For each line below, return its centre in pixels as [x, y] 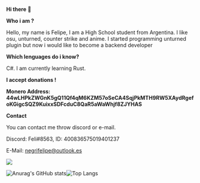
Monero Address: [28, 91]
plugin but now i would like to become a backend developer [79, 45]
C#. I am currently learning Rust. [46, 68]
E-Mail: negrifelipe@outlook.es [44, 150]
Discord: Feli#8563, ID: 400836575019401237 [63, 139]
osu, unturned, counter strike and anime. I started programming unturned [96, 39]
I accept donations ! [31, 80]
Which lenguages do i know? [43, 57]
